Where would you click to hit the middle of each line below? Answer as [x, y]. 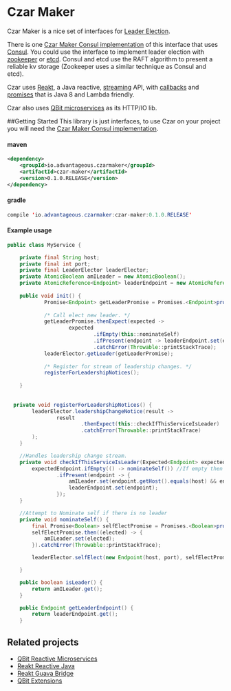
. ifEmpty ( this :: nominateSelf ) [136, 334]
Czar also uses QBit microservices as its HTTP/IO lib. [82, 108]
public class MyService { [44, 245]
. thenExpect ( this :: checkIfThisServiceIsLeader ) [150, 424]
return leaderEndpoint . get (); [75, 614]
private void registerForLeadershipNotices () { [83, 405]
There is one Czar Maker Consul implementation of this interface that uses [113, 44]
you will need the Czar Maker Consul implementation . [83, 128]
